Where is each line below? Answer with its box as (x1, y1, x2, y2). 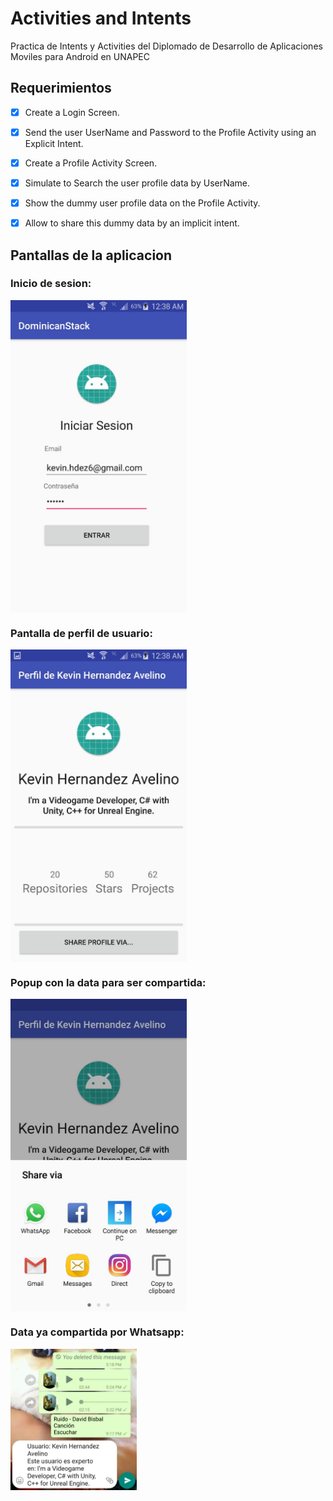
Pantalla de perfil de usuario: (10, 626, 153, 640)
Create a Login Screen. (24, 106, 120, 118)
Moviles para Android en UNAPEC (10, 50, 150, 62)
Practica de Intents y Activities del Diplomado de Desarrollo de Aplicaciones (10, 40, 323, 52)
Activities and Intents (10, 7, 192, 30)
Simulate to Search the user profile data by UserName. (24, 177, 251, 189)
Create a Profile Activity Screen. (24, 157, 158, 169)
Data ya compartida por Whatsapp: (10, 1325, 185, 1339)
